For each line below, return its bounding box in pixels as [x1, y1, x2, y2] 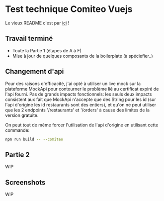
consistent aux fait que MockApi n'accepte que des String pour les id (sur [5, 96, 156, 102]
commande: [5, 127, 30, 133]
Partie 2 [5, 150, 30, 159]
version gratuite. [5, 112, 39, 118]
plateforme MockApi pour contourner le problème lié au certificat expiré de [5, 86, 159, 92]
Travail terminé [5, 34, 53, 43]
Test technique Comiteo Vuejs [5, 3, 133, 15]
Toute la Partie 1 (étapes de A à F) [12, 47, 82, 53]
